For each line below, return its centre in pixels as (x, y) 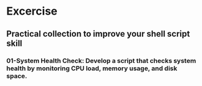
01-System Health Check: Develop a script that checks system (101, 60)
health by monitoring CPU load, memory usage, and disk (92, 68)
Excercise (32, 11)
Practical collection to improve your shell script (98, 34)
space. (17, 76)
